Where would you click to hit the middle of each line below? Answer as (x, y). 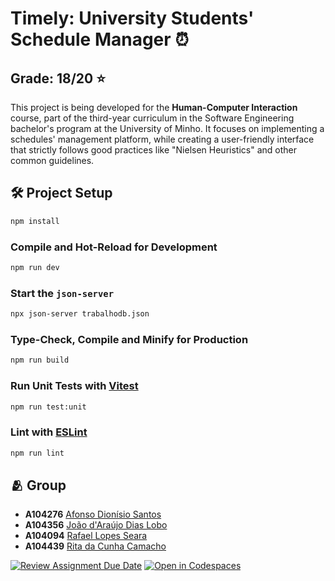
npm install (35, 221)
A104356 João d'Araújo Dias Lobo (96, 525)
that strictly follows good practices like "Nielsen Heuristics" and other (153, 150)
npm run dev (35, 267)
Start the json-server (62, 293)
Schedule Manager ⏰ (100, 39)
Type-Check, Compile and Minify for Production (129, 339)
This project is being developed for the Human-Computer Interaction (154, 107)
